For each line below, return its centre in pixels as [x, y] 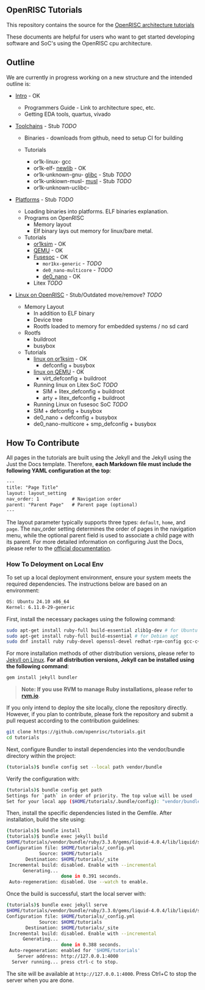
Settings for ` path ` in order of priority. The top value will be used [99, 796]
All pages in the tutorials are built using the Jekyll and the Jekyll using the [99, 458]
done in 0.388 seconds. [91, 945]
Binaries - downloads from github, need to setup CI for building [104, 138]
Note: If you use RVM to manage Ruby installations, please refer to [107, 689]
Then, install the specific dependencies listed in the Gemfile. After [89, 813]
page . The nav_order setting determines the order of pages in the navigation [101, 529]
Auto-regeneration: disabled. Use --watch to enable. [79, 882]
